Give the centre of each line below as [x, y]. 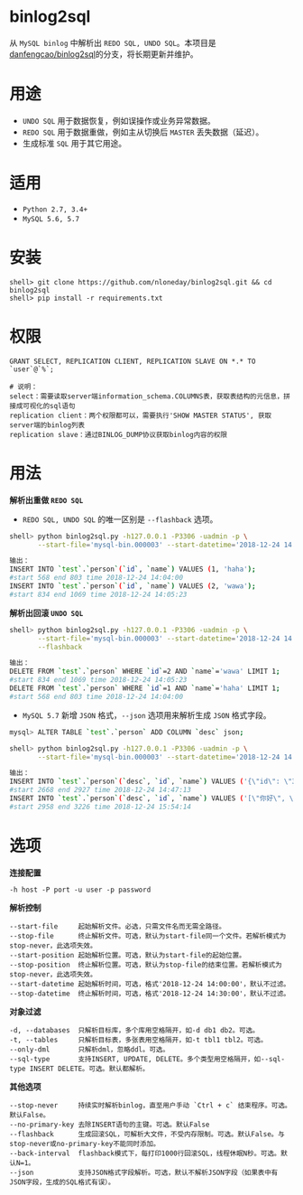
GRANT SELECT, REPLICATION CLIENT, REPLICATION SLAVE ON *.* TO [133, 361]
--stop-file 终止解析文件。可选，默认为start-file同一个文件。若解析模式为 [148, 936]
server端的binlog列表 [47, 425]
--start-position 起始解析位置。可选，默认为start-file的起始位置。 [128, 955]
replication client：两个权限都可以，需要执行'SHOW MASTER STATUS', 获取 [141, 415]
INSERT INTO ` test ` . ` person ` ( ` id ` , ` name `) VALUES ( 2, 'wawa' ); [133, 586]
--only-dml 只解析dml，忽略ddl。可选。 [89, 1050]
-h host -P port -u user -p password [80, 890]
